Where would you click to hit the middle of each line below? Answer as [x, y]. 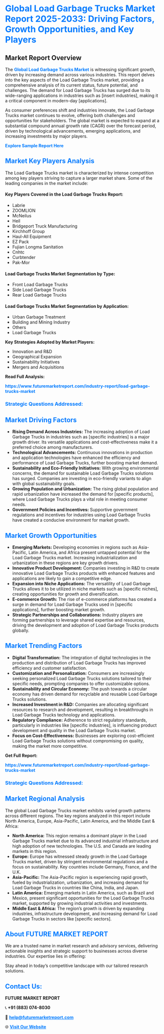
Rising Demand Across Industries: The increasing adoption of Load [81, 432]
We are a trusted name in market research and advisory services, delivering [82, 946]
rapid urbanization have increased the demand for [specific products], [83, 494]
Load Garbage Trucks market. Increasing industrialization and [74, 557]
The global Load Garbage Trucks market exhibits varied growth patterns [78, 810]
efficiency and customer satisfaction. [49, 668]
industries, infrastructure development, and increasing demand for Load [85, 914]
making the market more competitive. [50, 746]
